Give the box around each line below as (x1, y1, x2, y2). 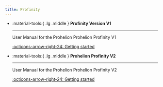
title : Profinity (5, 7, 40, 12)
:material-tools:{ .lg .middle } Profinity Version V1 (12, 20, 112, 26)
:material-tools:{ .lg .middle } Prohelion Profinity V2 (12, 53, 116, 58)
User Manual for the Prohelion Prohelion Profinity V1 (12, 34, 116, 40)
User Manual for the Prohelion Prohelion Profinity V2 (12, 67, 117, 72)
